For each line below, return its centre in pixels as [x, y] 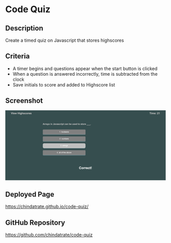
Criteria [18, 56]
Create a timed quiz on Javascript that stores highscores [65, 40]
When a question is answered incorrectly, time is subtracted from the [85, 74]
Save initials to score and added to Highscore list [64, 84]
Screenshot [24, 101]
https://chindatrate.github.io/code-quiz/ [47, 206]
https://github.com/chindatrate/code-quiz [49, 235]
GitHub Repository [35, 222]
